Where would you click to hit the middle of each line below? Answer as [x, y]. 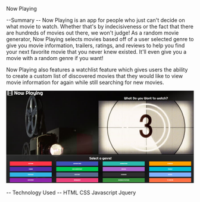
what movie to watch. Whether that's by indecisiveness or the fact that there [100, 27]
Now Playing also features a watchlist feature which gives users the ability [97, 70]
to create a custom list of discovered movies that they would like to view [95, 76]
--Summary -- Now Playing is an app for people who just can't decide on [96, 20]
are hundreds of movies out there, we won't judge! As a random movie [93, 33]
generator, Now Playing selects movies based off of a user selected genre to [100, 39]
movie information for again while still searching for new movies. [85, 82]
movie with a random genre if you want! [55, 58]
